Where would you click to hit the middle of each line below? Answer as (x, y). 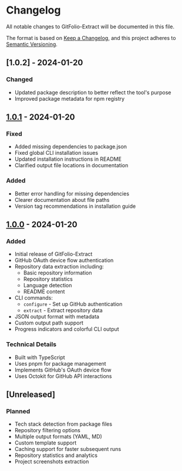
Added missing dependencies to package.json (71, 147)
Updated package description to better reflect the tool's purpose (93, 92)
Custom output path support (49, 323)
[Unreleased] (31, 394)
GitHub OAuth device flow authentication (64, 260)
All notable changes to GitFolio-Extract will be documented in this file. (90, 26)
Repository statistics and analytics (56, 455)
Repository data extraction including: (59, 267)
